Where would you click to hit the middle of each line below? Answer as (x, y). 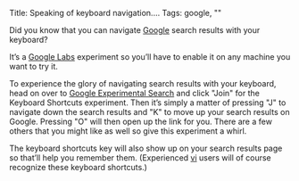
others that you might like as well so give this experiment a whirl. (128, 131)
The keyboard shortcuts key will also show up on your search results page (146, 148)
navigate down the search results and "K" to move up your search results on (149, 112)
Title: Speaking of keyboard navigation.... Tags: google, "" (116, 13)
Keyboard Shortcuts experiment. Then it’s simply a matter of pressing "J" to (148, 103)
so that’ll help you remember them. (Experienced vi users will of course (141, 158)
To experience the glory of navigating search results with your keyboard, (143, 83)
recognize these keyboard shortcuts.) (78, 167)
